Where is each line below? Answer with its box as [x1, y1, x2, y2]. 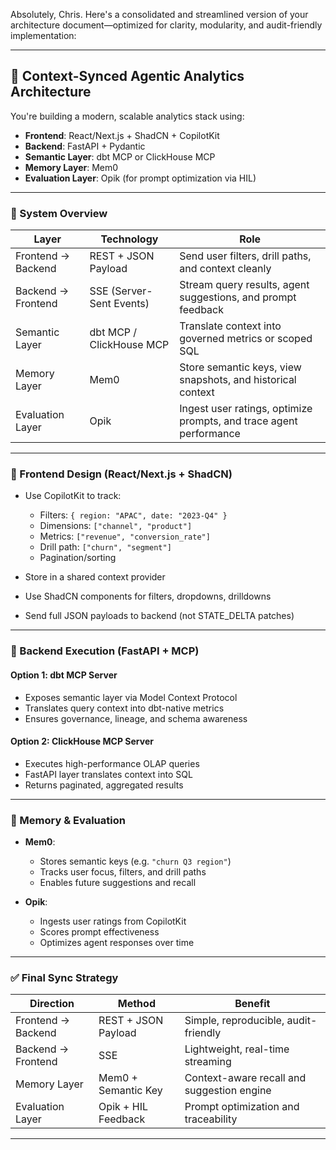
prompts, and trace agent [179, 414, 298, 428]
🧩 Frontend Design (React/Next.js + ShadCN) [10, 467, 233, 481]
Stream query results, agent [179, 278, 310, 292]
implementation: [10, 30, 77, 41]
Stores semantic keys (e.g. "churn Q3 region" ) [39, 855, 232, 868]
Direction [29, 997, 75, 1011]
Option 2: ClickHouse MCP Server [10, 735, 154, 748]
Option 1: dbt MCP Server [10, 669, 118, 681]
